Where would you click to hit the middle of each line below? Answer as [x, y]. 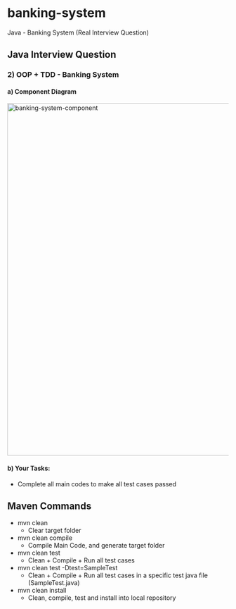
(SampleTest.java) [54, 583]
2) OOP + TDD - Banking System [63, 75]
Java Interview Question [62, 55]
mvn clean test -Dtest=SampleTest [67, 568]
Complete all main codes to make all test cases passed [97, 484]
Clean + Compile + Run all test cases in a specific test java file [118, 575]
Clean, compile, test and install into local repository [102, 598]
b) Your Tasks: [29, 468]
